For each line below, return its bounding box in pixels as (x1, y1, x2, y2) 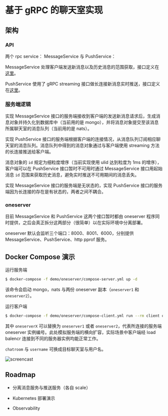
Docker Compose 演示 (5, 252, 75, 261)
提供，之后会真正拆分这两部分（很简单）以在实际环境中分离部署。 (9, 219, 145, 225)
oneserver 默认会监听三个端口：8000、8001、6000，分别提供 (5, 230, 134, 236)
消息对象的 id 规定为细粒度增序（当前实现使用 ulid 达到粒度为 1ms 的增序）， (5, 159, 161, 165)
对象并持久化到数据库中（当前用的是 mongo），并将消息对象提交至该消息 (9, 119, 159, 125)
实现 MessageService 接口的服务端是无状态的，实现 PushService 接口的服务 (5, 182, 162, 188)
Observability (12, 405, 40, 411)
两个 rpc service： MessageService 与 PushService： (5, 53, 116, 59)
